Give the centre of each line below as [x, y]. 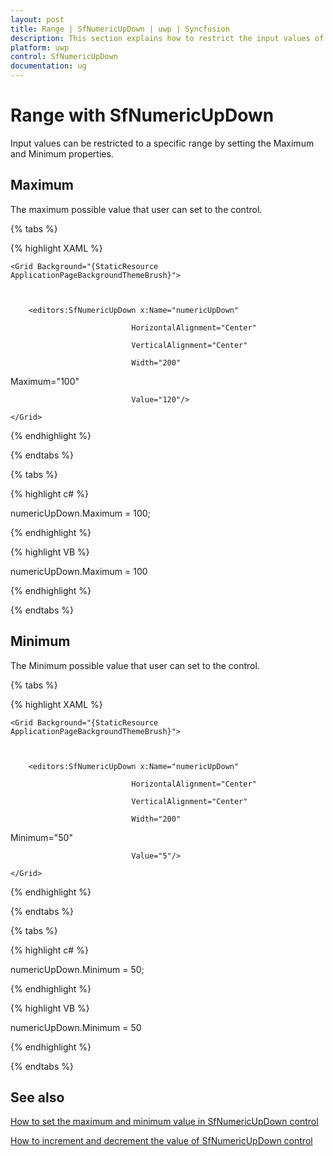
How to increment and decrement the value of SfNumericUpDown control [161, 1141]
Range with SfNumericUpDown [142, 115]
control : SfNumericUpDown [64, 57]
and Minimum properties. [62, 153]
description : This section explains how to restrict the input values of [167, 38]
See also [37, 1097]
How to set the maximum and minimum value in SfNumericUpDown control [164, 1122]
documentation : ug [48, 66]
